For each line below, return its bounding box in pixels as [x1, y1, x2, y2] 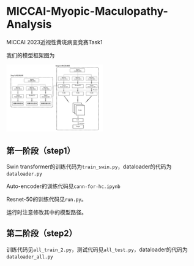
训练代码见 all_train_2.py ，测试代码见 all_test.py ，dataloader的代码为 [6, 246, 188, 253]
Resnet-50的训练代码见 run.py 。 [6, 195, 87, 203]
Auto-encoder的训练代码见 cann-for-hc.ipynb [6, 182, 121, 190]
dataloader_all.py [6, 254, 53, 260]
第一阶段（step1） [6, 146, 75, 156]
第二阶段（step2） [6, 229, 78, 239]
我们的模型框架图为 [6, 51, 55, 59]
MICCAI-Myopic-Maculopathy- [6, 4, 168, 18]
